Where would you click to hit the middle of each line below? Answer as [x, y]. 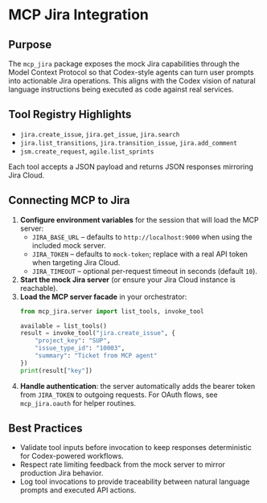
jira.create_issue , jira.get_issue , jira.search [100, 133]
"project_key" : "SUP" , [73, 341]
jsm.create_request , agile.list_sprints [87, 151]
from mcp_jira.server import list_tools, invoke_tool [112, 311]
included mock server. [69, 245]
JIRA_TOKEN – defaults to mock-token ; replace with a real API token [140, 254]
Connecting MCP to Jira [69, 200]
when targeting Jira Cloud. [76, 262]
